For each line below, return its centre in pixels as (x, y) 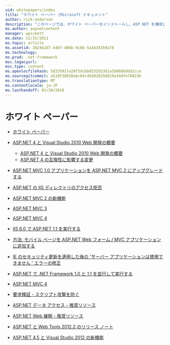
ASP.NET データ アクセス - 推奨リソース (54, 305)
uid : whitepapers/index (30, 10)
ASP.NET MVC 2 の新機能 (39, 198)
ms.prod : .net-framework (31, 57)
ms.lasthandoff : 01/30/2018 (35, 90)
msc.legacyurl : (21, 62)
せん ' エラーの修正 (41, 263)
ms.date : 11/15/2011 (27, 39)
